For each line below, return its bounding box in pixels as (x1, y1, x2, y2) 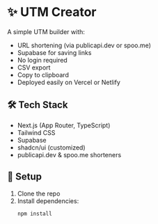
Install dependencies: (17, 196, 79, 205)
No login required (17, 56, 68, 64)
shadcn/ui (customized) (17, 143, 86, 152)
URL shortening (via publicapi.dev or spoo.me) (17, 41, 152, 49)
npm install (17, 210, 52, 217)
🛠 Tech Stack (7, 99, 68, 111)
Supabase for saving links (17, 48, 92, 56)
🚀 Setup (7, 171, 42, 183)
